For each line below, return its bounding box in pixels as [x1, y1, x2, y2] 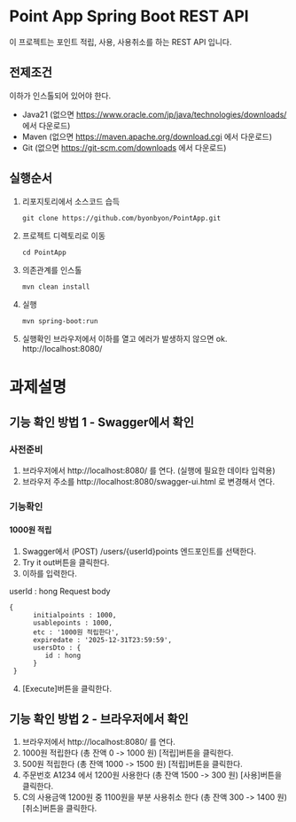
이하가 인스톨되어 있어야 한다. [9, 90, 112, 101]
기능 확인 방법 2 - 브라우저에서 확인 [9, 711, 189, 726]
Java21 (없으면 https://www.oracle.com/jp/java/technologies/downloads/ [21, 109, 287, 120]
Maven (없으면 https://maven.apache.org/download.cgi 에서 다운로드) [21, 131, 273, 142]
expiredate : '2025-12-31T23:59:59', [32, 635, 173, 644]
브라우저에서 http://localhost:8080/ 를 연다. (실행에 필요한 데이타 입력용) [21, 465, 277, 476]
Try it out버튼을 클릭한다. [21, 556, 110, 568]
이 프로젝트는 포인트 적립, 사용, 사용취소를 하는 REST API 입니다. [9, 36, 232, 47]
